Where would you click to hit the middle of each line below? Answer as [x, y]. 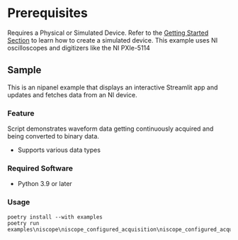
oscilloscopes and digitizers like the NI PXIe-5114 [79, 48]
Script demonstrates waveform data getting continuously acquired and [110, 129]
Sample [24, 70]
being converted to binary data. [53, 136]
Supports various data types [59, 150]
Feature [21, 113]
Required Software [40, 168]
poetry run [23, 223]
